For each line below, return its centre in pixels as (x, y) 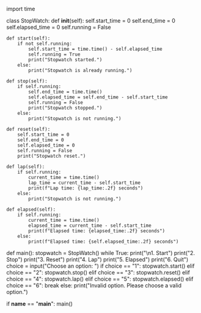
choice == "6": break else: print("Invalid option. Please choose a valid (94, 285)
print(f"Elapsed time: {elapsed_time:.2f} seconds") (97, 231)
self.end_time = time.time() (65, 92)
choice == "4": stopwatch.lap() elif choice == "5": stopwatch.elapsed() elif (100, 279)
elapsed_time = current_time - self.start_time (90, 226)
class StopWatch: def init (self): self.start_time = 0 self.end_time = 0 (91, 20)
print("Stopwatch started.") (65, 60)
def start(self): (28, 39)
